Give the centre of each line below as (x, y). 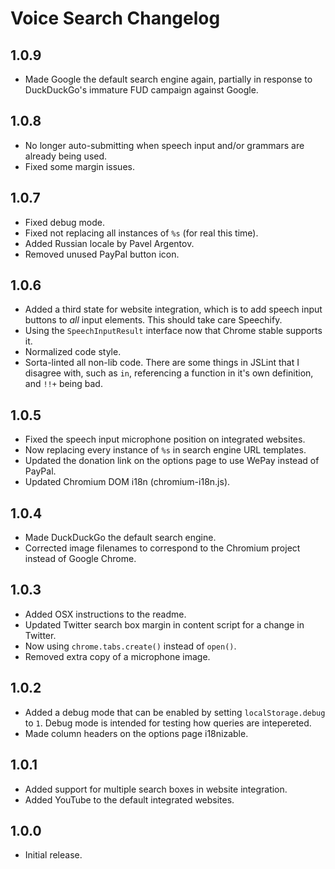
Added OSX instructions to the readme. (105, 614)
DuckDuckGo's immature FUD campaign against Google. (141, 90)
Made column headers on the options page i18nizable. (136, 733)
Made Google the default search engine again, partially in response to (168, 79)
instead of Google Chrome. (80, 559)
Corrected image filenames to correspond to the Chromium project (162, 548)
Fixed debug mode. (64, 222)
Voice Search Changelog (115, 18)
